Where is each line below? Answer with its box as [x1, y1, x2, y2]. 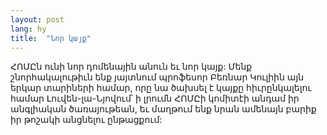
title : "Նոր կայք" [10, 33, 92, 43]
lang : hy [10, 24, 47, 34]
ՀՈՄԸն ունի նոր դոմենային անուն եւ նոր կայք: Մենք [10, 61, 253, 73]
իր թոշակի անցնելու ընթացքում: [10, 114, 163, 126]
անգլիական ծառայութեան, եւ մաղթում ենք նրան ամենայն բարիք [10, 103, 317, 115]
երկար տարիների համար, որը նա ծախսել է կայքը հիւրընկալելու [10, 82, 312, 94]
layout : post [10, 14, 65, 25]
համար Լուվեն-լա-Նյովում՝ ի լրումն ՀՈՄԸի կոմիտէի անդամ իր [10, 92, 300, 105]
